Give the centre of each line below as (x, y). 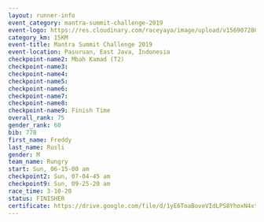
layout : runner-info (42, 15)
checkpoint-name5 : (38, 81)
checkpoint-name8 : (38, 103)
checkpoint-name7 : (38, 96)
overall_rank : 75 (37, 118)
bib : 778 (22, 132)
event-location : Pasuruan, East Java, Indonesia (89, 52)
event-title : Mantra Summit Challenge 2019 (81, 45)
